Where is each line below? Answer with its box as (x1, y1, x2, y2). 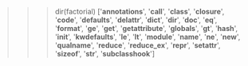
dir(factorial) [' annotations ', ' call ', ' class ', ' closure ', (54, 7, 225, 16)
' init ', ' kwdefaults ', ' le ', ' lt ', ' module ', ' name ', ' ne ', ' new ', (54, 32, 241, 41)
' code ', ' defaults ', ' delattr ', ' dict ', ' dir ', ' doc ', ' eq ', (54, 15, 218, 25)
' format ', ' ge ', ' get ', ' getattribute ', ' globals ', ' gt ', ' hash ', (54, 24, 238, 33)
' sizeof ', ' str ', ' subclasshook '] (54, 49, 155, 58)
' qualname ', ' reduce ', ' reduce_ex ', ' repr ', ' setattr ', (54, 41, 221, 50)
